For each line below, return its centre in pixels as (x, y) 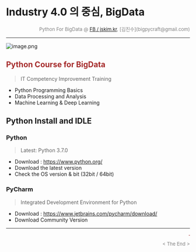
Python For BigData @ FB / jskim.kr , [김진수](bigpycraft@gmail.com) (114, 29)
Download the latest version (48, 168)
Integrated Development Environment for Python (78, 202)
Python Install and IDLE (49, 121)
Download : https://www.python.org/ (58, 162)
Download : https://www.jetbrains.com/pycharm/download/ (86, 213)
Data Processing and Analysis (50, 96)
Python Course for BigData (56, 65)
